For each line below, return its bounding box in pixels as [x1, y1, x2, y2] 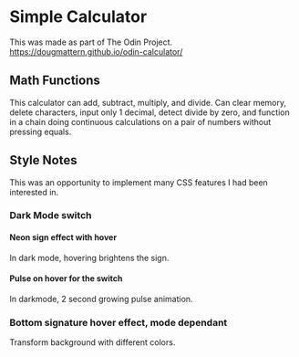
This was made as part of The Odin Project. [9, 37, 173, 47]
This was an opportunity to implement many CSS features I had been [9, 176, 269, 188]
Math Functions [9, 73, 100, 89]
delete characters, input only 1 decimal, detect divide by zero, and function [9, 107, 290, 118]
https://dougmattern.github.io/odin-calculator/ [9, 46, 183, 57]
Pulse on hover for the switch [9, 273, 123, 284]
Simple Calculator [9, 6, 148, 27]
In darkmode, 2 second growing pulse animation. [9, 293, 193, 304]
